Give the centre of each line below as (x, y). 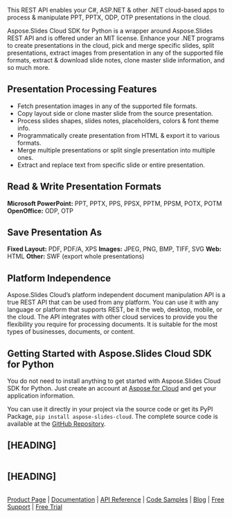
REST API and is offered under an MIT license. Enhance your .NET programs (116, 38)
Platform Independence (59, 278)
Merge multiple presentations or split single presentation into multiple (116, 150)
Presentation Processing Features (82, 89)
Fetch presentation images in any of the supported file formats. (107, 106)
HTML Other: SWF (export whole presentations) (76, 256)
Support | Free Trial (35, 507)
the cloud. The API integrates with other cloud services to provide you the (113, 317)
